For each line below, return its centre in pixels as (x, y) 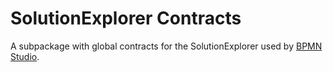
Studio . (25, 56)
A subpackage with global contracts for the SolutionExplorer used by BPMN (166, 46)
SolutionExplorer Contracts (126, 18)
